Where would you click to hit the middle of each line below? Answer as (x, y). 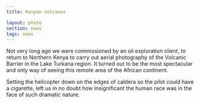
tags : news (20, 34)
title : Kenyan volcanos (36, 12)
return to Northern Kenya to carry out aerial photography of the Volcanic (96, 57)
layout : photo (24, 23)
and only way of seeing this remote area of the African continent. (87, 70)
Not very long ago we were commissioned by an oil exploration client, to (96, 51)
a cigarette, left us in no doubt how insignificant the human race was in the (99, 89)
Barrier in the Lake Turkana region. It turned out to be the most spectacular (100, 64)
